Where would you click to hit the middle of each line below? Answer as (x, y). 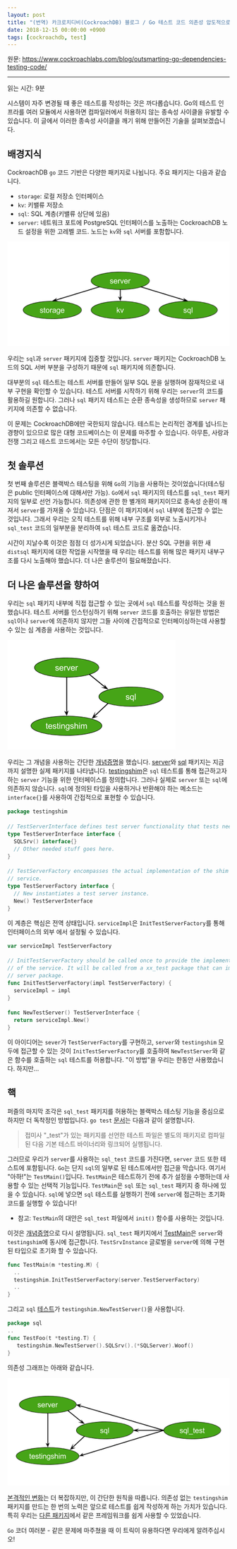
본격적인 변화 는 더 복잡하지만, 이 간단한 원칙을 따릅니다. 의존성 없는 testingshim (117, 1498)
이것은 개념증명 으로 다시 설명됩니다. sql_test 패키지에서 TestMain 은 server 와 (115, 1233)
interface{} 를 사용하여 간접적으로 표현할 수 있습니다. (81, 797)
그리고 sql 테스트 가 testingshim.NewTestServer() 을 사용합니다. (96, 1309)
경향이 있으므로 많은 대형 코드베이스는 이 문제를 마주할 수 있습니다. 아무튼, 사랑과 (118, 432)
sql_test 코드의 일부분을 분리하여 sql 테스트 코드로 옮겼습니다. (94, 528)
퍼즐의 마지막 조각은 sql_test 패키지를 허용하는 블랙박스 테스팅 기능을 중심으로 (116, 1111)
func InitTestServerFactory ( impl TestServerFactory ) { (90, 983)
